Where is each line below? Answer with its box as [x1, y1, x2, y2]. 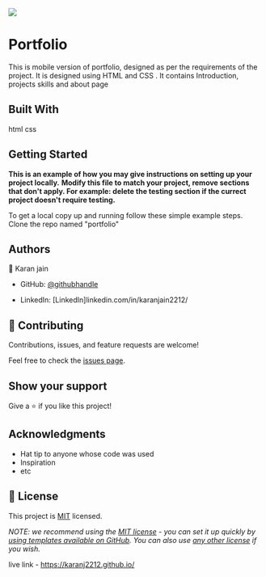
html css [8, 124, 37, 133]
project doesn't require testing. [8, 195, 116, 204]
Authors [8, 242, 51, 256]
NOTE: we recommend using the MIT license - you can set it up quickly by [8, 526, 256, 537]
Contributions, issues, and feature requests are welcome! [8, 340, 200, 350]
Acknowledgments [8, 427, 107, 441]
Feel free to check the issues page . [8, 356, 125, 365]
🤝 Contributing [8, 318, 84, 332]
